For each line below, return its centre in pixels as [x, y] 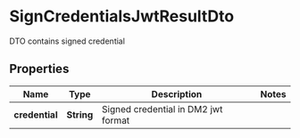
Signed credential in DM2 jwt [162, 109]
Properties [39, 69]
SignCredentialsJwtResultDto [122, 16]
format [116, 120]
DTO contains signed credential [67, 41]
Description [177, 93]
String [80, 115]
